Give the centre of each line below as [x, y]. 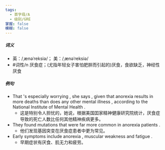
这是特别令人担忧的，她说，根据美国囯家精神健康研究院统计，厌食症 [90, 113]
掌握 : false [17, 24]
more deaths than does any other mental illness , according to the [80, 102]
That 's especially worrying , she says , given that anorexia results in [83, 96]
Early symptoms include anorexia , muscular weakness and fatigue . [82, 136]
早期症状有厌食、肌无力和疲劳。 [53, 142]
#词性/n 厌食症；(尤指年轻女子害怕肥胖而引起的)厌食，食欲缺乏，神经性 [86, 65]
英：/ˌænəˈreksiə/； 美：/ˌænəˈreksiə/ [50, 58]
